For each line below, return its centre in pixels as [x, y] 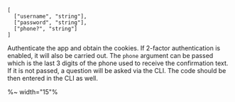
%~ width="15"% [33, 92]
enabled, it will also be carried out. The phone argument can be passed [110, 56]
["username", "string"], [50, 16]
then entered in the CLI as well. [53, 78]
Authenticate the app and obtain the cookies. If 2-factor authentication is [114, 48]
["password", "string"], [50, 23]
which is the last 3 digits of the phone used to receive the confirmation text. [118, 63]
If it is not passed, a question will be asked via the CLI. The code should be [117, 70]
